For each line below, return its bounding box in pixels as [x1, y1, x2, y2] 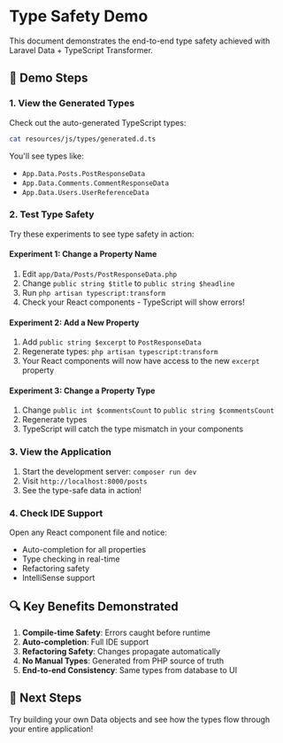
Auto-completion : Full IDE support [21, 636, 149, 647]
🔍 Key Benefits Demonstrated [9, 600, 179, 615]
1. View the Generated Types [9, 97, 135, 110]
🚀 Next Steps [9, 691, 82, 706]
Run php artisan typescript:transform [21, 288, 166, 298]
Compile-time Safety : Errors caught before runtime [21, 627, 210, 638]
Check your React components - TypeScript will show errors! [21, 297, 245, 307]
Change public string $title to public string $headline [21, 278, 235, 289]
